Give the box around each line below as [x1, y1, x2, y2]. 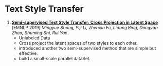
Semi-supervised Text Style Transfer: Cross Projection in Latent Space [11, 19, 158, 25]
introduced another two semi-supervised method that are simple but [18, 45, 156, 51]
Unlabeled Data [18, 35, 50, 41]
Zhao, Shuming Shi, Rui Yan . [11, 30, 69, 35]
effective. [18, 50, 38, 56]
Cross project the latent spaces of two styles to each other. [18, 40, 138, 46]
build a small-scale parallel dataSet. [18, 55, 91, 61]
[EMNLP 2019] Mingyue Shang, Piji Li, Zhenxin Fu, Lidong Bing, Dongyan [11, 24, 158, 30]
